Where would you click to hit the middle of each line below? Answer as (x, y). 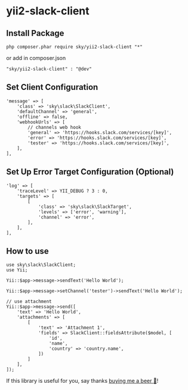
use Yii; (17, 270)
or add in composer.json (36, 58)
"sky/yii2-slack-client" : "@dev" (49, 69)
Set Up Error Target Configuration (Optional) (90, 172)
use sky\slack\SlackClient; (41, 265)
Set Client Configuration (52, 87)
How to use (27, 251)
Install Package (35, 33)
